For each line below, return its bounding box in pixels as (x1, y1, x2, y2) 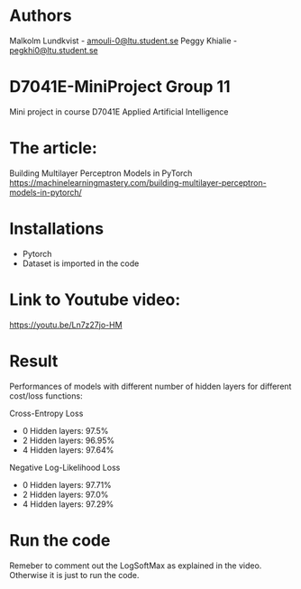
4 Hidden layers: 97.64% (22, 444, 114, 456)
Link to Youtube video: (9, 290, 181, 309)
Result (9, 351, 59, 371)
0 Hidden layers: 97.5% (22, 425, 109, 436)
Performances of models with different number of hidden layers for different (9, 381, 292, 391)
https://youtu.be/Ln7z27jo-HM (9, 319, 123, 330)
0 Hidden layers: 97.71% (22, 479, 113, 490)
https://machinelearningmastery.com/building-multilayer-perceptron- (9, 177, 268, 188)
